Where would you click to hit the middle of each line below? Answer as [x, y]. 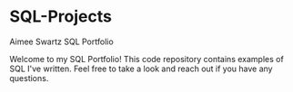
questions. [29, 78]
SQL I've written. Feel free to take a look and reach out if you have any [141, 69]
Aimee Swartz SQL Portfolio [61, 41]
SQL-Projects [61, 17]
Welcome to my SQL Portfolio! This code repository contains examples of [146, 59]
